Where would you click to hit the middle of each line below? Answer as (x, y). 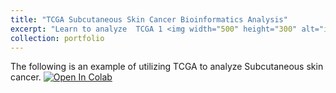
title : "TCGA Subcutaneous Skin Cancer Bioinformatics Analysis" (149, 19)
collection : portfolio (57, 38)
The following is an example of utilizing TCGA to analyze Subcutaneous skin (167, 67)
